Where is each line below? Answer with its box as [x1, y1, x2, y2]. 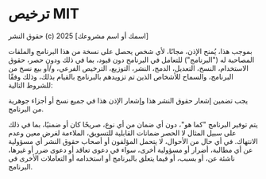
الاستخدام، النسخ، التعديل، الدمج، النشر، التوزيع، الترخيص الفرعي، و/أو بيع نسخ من [8, 63, 249, 72]
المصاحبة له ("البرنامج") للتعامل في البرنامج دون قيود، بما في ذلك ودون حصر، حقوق [8, 55, 255, 64]
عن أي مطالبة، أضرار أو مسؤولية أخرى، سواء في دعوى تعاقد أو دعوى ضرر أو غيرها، [8, 145, 253, 154]
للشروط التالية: [8, 80, 53, 90]
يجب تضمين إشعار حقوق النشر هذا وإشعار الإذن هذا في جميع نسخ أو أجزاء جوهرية [8, 95, 249, 105]
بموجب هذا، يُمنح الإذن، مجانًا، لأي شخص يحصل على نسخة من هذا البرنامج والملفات [8, 46, 253, 56]
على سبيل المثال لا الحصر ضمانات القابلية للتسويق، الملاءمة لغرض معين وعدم [8, 128, 237, 138]
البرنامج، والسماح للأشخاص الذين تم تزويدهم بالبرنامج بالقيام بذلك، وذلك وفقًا [8, 72, 234, 81]
